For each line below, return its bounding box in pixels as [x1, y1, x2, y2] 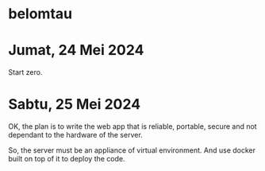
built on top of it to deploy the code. [8, 154, 125, 164]
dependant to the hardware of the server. [8, 130, 143, 140]
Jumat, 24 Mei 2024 [8, 41, 144, 60]
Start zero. [8, 68, 43, 77]
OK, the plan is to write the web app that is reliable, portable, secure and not [8, 122, 257, 131]
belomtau [8, 5, 73, 23]
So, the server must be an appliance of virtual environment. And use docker [8, 146, 256, 155]
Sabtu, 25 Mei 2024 [8, 95, 141, 114]
